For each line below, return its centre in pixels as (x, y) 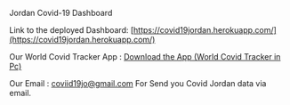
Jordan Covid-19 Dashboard (61, 13)
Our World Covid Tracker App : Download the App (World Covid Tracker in (145, 57)
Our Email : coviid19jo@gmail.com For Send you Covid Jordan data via (138, 83)
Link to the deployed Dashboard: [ (72, 30)
